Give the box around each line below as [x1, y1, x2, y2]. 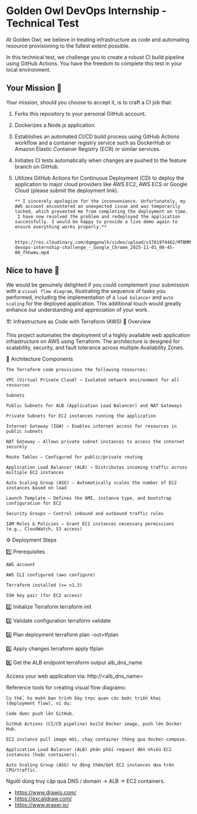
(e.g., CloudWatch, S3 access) [6, 526, 83, 532]
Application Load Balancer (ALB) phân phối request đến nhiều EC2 [6, 746, 172, 752]
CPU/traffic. [6, 767, 38, 773]
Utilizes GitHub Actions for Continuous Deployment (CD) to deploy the [14, 174, 185, 181]
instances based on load [6, 485, 67, 491]
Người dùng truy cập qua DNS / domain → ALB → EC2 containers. [6, 777, 165, 785]
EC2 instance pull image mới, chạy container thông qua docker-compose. [6, 736, 188, 742]
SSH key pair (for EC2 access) [6, 592, 83, 598]
